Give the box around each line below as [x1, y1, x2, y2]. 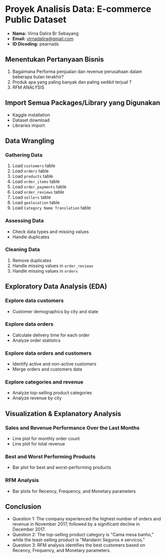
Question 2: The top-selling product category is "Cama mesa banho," [12, 531, 154, 537]
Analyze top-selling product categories [12, 390, 93, 396]
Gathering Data [5, 151, 43, 158]
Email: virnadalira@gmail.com [12, 36, 74, 42]
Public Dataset [5, 14, 67, 25]
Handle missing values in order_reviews [12, 263, 94, 269]
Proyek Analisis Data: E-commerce [5, 3, 152, 15]
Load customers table [12, 163, 55, 169]
